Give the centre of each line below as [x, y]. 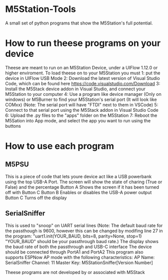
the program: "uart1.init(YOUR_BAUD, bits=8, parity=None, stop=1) [73, 236]
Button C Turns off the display [36, 198]
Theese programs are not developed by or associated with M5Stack [75, 272]
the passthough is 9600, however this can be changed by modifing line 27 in [84, 231]
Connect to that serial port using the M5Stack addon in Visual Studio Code [82, 110]
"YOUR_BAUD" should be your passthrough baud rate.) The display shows [82, 241]
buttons [13, 126]
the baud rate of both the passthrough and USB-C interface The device [78, 247]
